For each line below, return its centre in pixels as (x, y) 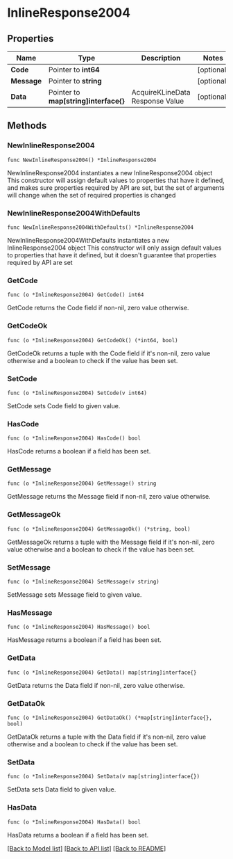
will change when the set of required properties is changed (92, 195)
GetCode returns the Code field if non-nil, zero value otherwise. (98, 308)
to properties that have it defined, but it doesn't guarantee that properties (112, 255)
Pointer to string (75, 81)
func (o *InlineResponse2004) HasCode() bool (74, 439)
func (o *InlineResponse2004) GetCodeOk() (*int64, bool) (93, 340)
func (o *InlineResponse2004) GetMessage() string (82, 484)
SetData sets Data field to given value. (62, 789)
